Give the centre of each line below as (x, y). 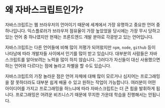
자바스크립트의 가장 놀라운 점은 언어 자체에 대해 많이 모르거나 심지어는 (72, 76)
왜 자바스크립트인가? (44, 10)
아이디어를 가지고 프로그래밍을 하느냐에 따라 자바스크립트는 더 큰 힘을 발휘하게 (80, 88)
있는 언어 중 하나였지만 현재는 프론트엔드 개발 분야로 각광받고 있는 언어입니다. (79, 37)
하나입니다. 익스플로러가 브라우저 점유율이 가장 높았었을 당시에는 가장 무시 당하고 (83, 30)
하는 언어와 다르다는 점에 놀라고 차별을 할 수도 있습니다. (58, 66)
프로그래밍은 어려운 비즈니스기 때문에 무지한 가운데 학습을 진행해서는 (81, 94)
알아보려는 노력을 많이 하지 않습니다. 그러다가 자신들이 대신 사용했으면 (93, 59)
